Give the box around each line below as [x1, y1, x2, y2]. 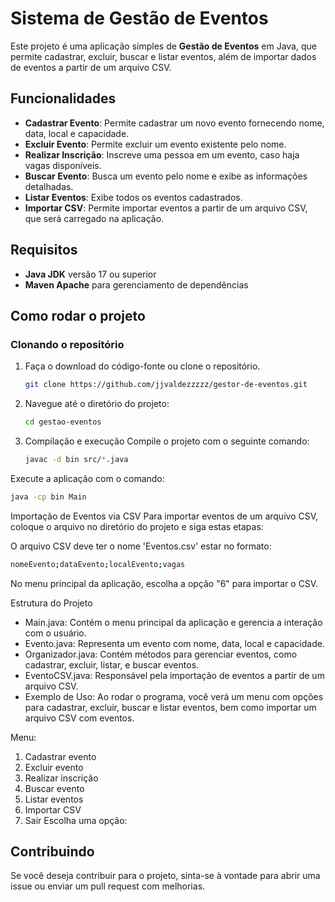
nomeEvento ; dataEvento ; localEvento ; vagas [10, 559, 186, 569]
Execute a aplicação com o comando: [10, 472, 165, 484]
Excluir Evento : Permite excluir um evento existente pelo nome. [24, 138, 287, 150]
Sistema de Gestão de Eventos [10, 7, 269, 30]
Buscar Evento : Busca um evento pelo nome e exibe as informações [24, 170, 308, 182]
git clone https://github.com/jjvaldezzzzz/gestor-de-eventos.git [24, 380, 308, 390]
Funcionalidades [10, 90, 117, 107]
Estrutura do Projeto [10, 597, 93, 609]
